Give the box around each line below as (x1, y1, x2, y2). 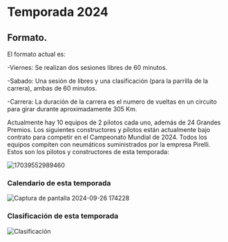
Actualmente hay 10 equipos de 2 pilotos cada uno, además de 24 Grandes (7, 118, 221, 127)
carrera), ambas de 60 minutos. (7, 84, 97, 92)
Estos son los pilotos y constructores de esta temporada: (7, 148, 169, 156)
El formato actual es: (7, 50, 66, 58)
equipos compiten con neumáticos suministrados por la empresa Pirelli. (7, 140, 211, 149)
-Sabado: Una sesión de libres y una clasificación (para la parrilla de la (7, 77, 209, 85)
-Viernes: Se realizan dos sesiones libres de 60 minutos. (7, 64, 168, 71)
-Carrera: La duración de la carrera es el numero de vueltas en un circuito (7, 97, 218, 106)
